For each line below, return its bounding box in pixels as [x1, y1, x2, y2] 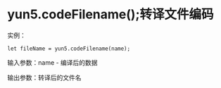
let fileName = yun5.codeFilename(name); [7, 45, 131, 52]
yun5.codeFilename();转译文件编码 [7, 6, 214, 23]
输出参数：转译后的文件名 [7, 73, 82, 82]
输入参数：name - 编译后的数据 [7, 58, 98, 67]
